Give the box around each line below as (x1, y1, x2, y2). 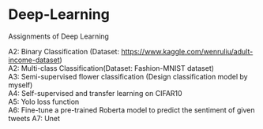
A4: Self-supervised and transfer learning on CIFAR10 (8, 88, 183, 98)
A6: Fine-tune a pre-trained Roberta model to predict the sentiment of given (8, 105, 255, 115)
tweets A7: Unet (8, 113, 61, 123)
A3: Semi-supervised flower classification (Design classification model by (8, 72, 248, 81)
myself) (8, 80, 33, 90)
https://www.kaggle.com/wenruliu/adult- (121, 46, 254, 56)
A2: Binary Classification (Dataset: (8, 46, 120, 56)
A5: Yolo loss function (8, 97, 80, 106)
